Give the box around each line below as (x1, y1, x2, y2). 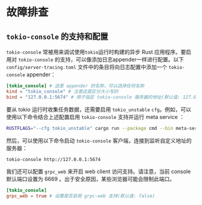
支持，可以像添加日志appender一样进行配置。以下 (60, 56, 185, 63)
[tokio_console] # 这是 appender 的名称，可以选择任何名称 (6, 83, 144, 89)
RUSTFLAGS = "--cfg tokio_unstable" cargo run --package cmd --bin (6, 125, 173, 131)
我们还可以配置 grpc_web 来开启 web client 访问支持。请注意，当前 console (6, 168, 191, 175)
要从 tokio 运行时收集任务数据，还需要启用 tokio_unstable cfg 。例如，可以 (6, 106, 191, 113)
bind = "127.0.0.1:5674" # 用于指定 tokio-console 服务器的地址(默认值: (6, 94, 180, 100)
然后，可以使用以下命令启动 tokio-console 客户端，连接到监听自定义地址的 (6, 136, 192, 144)
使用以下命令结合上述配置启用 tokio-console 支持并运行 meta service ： (6, 113, 185, 120)
